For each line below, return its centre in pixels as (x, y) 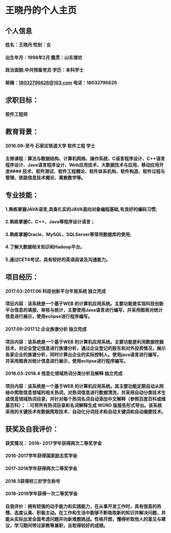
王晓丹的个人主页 (41, 10)
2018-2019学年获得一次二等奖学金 (41, 494)
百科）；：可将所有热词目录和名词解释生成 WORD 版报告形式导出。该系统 (85, 405)
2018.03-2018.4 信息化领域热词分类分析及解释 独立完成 (64, 373)
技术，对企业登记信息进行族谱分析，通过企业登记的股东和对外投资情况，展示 (85, 348)
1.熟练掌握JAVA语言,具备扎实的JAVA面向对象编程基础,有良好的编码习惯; (81, 209)
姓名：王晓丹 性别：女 (28, 45)
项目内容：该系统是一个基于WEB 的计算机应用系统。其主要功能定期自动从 (82, 386)
